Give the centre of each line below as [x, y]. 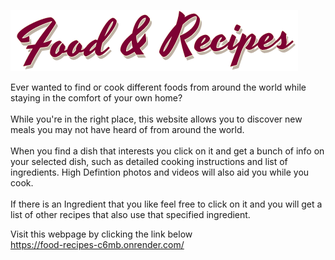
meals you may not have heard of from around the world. [127, 129]
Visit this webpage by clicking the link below [101, 234]
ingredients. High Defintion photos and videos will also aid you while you [160, 172]
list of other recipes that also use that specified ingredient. [130, 214]
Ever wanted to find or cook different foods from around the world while [158, 87]
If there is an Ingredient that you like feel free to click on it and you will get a [166, 204]
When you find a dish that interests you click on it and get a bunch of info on [167, 151]
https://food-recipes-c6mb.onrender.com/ [97, 244]
